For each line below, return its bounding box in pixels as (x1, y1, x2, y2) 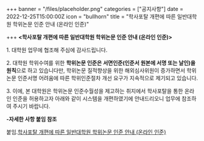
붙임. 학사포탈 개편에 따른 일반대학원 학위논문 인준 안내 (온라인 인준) (6, 128, 166, 136)
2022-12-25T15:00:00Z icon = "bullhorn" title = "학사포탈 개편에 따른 (6, 13, 176, 20)
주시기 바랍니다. (12, 103, 51, 109)
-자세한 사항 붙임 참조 (6, 115, 57, 123)
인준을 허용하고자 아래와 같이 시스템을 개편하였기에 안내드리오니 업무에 (12, 95, 181, 102)
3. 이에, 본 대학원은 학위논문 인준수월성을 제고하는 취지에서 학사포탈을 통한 (6, 88, 183, 94)
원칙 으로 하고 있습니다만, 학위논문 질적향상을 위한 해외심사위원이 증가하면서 (6, 67, 186, 74)
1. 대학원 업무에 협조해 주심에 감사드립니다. (6, 46, 108, 53)
